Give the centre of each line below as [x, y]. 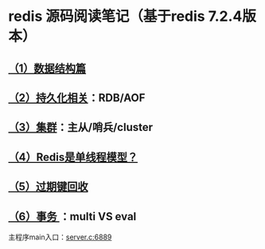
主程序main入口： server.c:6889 [60, 237]
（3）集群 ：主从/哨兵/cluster [81, 127]
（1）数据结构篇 [47, 68]
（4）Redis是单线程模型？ [73, 157]
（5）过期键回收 [49, 187]
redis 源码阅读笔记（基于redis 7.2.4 [125, 16]
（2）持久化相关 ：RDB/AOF [77, 98]
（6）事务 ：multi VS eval [72, 216]
